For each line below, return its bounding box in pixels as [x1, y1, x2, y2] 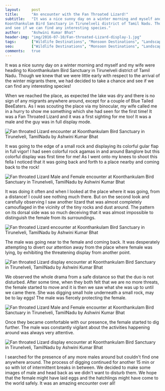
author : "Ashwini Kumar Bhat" [5, 30, 76, 35]
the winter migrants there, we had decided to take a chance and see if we [5, 77, 154, 84]
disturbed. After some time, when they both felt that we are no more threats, [5, 279, 159, 285]
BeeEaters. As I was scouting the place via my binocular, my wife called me [5, 103, 157, 109]
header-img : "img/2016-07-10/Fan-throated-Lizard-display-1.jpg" [5, 35, 141, 40]
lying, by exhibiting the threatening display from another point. [5, 249, 131, 255]
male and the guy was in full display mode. [5, 119, 92, 125]
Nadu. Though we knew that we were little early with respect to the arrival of [5, 72, 160, 78]
